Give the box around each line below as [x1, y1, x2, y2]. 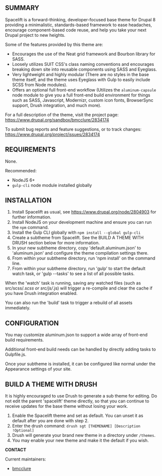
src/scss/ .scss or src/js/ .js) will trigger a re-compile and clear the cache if [5, 285, 153, 291]
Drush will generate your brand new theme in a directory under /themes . [12, 432, 156, 438]
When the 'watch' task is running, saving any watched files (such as [5, 280, 141, 286]
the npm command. [12, 225, 49, 230]
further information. [12, 214, 52, 220]
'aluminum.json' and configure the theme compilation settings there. [12, 250, 149, 256]
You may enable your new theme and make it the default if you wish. [12, 438, 149, 444]
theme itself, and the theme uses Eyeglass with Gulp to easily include [12, 77, 150, 82]
